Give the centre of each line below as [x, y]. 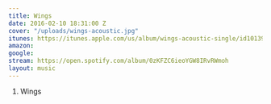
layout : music [32, 69]
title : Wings [30, 16]
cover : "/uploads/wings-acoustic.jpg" [73, 31]
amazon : [21, 46]
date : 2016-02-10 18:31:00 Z [57, 23]
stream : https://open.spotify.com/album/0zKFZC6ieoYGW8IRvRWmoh [119, 61]
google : [21, 53]
